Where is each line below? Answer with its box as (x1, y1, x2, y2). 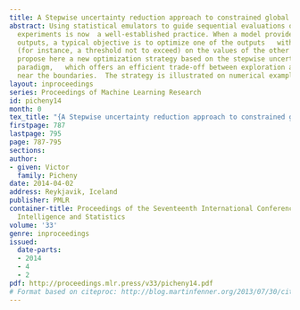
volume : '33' (9, 221, 58, 230)
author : (9, 154, 38, 163)
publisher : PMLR (9, 196, 70, 205)
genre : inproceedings (9, 229, 90, 238)
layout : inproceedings (9, 80, 94, 88)
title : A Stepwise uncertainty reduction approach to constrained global (9, 13, 290, 22)
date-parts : (17, 246, 62, 255)
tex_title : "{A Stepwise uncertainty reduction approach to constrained (9, 113, 286, 121)
